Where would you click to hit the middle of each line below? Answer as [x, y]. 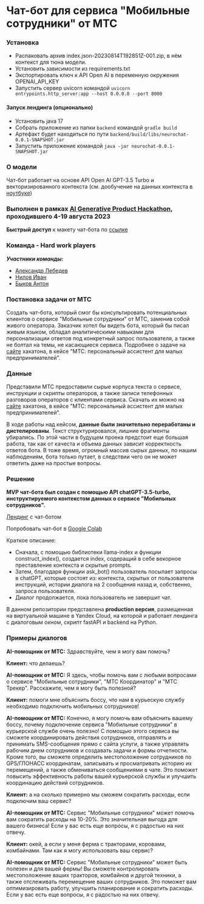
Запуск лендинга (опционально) [49, 108]
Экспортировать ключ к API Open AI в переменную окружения [97, 75]
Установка [23, 43]
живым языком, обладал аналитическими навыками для [80, 332]
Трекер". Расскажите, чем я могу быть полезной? [71, 688]
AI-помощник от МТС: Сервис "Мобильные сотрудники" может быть [97, 862]
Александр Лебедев [41, 270]
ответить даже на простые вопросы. [54, 463]
